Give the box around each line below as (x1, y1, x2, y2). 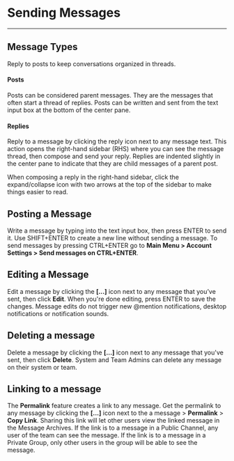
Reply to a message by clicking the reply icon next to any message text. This (7, 137, 227, 146)
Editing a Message (7, 269, 89, 281)
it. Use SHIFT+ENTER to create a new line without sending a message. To (7, 233, 218, 242)
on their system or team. (7, 363, 78, 371)
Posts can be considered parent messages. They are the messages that (7, 91, 214, 99)
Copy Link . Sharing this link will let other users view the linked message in (7, 416, 220, 425)
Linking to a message (7, 383, 102, 395)
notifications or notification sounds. (7, 309, 109, 318)
